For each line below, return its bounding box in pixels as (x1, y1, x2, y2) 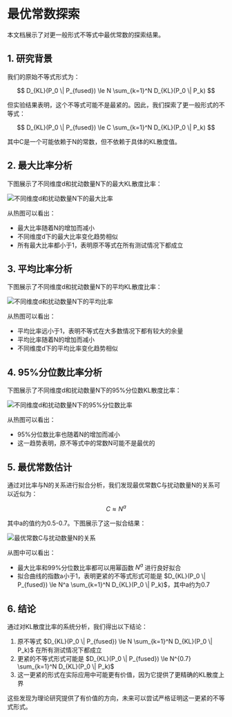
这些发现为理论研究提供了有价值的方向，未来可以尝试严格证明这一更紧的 (7, 694, 213, 702)
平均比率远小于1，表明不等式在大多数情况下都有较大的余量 (17, 327, 184, 335)
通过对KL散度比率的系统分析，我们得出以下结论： (7, 623, 148, 631)
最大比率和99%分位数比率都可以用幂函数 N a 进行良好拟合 (17, 562, 182, 572)
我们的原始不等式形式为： (7, 72, 80, 80)
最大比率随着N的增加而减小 (17, 223, 95, 232)
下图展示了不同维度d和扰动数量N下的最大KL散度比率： (7, 179, 162, 188)
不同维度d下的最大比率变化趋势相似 (17, 232, 119, 240)
